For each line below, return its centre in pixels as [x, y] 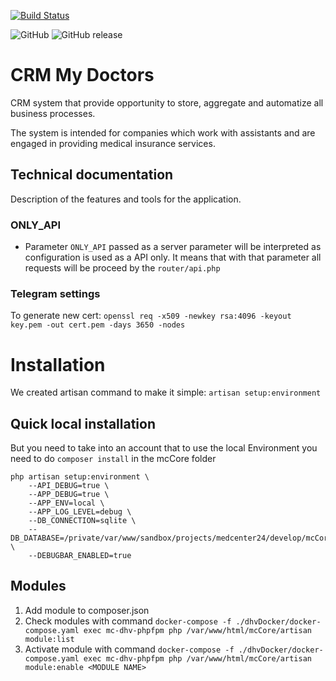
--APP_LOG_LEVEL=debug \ [80, 512]
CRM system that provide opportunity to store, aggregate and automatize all [167, 102]
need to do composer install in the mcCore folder [113, 459]
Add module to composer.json [87, 610]
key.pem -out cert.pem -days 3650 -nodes [98, 325]
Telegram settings [55, 293]
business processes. [53, 113]
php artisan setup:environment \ [80, 477]
